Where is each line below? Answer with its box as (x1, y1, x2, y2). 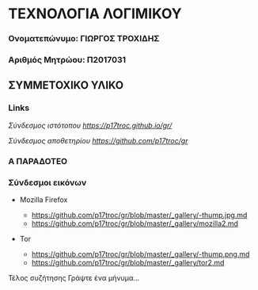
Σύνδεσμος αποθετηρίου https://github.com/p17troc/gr (8, 135, 188, 145)
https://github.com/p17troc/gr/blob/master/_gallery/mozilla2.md (31, 219, 239, 228)
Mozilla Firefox (19, 195, 68, 204)
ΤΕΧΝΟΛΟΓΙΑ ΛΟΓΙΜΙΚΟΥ (8, 5, 182, 23)
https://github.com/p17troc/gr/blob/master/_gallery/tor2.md (31, 258, 225, 267)
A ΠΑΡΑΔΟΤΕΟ (8, 155, 68, 166)
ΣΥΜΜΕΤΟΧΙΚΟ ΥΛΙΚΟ (8, 78, 124, 92)
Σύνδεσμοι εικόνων (8, 177, 87, 188)
